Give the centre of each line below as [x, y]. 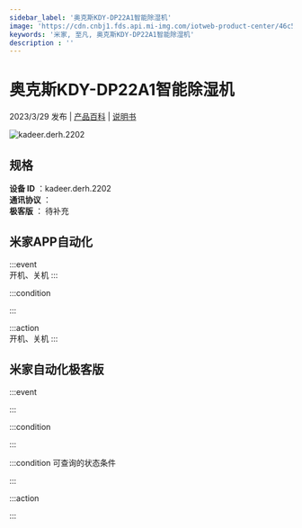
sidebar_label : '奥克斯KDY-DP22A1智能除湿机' [91, 18]
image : [22, 26]
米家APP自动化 [51, 242]
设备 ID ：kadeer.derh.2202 [61, 188]
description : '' [42, 43]
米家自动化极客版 [57, 370]
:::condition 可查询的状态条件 [63, 462]
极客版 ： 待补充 [39, 211]
